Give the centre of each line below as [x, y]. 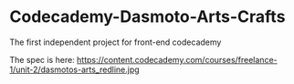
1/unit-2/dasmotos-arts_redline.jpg [74, 69]
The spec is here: [42, 59]
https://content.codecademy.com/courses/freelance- [177, 59]
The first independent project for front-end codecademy [115, 42]
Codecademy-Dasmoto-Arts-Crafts [147, 17]
